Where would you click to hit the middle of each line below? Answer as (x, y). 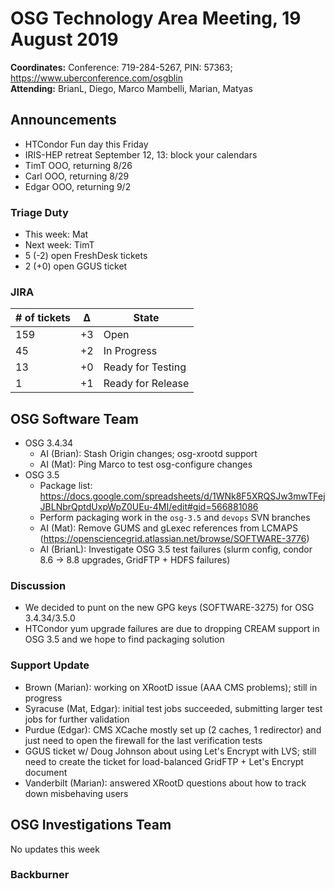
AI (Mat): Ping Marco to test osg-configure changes (146, 464)
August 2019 (64, 39)
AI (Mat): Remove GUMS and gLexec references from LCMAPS (168, 528)
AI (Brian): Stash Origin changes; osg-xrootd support (148, 454)
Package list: (66, 486)
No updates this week (55, 849)
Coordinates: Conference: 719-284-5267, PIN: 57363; (121, 67)
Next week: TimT (59, 245)
